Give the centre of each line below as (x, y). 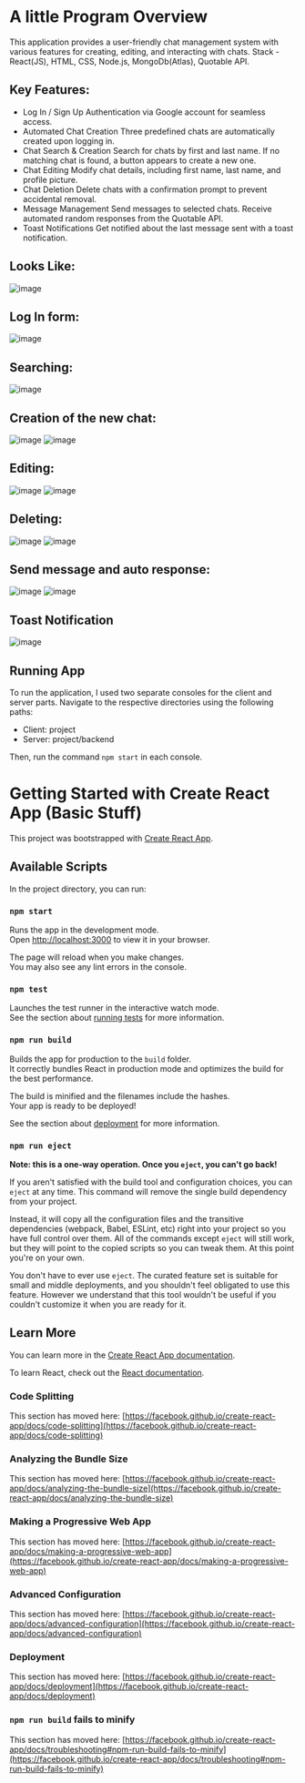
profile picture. (50, 179)
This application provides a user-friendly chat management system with (144, 42)
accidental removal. (60, 199)
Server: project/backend (68, 739)
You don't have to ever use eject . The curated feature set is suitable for (144, 1275)
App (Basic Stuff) (76, 813)
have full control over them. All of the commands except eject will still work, (152, 1238)
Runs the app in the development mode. (84, 930)
